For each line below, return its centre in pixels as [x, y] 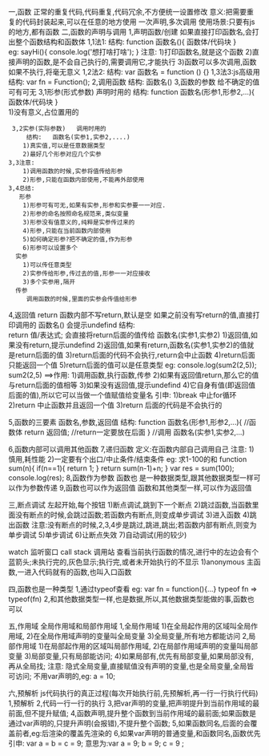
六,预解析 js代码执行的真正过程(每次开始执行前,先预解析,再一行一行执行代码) [133, 693]
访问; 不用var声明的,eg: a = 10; [65, 676]
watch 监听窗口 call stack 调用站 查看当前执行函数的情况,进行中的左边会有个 [134, 552]
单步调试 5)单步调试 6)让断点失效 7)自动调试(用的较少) [98, 535]
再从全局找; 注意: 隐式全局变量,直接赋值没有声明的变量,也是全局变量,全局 [128, 666]
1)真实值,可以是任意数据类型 [64, 146]
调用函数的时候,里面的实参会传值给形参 [82, 299]
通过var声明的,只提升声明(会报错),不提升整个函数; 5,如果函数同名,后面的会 [129, 723]
